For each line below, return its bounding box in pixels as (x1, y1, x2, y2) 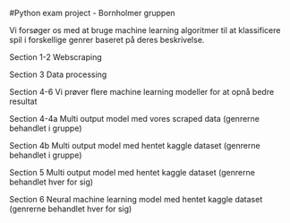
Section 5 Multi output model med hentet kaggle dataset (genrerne (9, 167, 255, 177)
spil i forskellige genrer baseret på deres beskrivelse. (9, 35, 205, 45)
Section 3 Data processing (9, 69, 107, 80)
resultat (9, 96, 38, 107)
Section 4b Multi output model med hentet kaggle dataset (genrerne (9, 141, 261, 150)
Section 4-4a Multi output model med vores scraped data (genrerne (9, 114, 260, 124)
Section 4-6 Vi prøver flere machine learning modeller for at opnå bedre (9, 87, 275, 97)
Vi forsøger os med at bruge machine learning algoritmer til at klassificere (9, 25, 281, 35)
